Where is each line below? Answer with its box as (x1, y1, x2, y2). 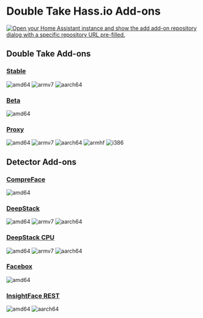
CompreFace (6, 175, 46, 184)
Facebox (6, 262, 32, 271)
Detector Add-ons (6, 157, 77, 167)
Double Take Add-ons (6, 49, 91, 59)
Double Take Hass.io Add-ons (6, 4, 161, 18)
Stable (6, 67, 26, 76)
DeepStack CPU (6, 233, 55, 242)
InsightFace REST (6, 291, 60, 300)
